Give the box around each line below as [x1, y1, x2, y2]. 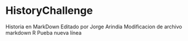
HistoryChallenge [5, 4, 93, 17]
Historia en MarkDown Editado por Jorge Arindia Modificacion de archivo [5, 23, 182, 30]
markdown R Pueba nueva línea [5, 29, 82, 36]
